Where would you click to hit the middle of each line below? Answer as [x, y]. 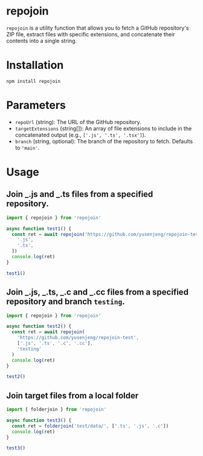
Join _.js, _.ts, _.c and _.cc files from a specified [98, 292]
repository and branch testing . [66, 301]
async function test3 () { [39, 420]
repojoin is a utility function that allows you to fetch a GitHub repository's [98, 28]
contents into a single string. [42, 41]
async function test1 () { [39, 229]
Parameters [36, 106]
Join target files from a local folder [72, 395]
